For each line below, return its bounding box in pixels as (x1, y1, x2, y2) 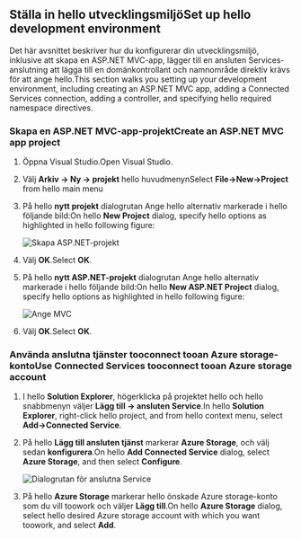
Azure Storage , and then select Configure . (22, 456, 182, 467)
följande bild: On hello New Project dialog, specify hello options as (22, 210, 267, 221)
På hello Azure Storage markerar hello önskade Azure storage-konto (22, 491, 279, 502)
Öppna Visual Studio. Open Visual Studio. (22, 156, 173, 167)
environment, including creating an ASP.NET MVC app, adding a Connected (9, 83, 290, 93)
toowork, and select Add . (22, 520, 117, 531)
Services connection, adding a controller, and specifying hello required (9, 93, 272, 103)
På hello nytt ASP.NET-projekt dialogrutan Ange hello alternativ (22, 272, 259, 283)
